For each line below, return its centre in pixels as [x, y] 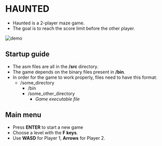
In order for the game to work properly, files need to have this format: [85, 77]
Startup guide [27, 54]
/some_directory [37, 82]
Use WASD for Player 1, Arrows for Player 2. [59, 138]
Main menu [23, 115]
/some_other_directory [51, 93]
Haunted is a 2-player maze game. [49, 23]
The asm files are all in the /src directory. [55, 66]
